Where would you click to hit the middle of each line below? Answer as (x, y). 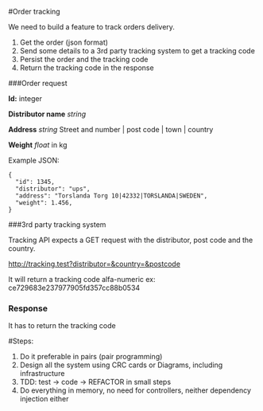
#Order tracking (35, 12)
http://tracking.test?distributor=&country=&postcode (95, 264)
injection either (44, 399)
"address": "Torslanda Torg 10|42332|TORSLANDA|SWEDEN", (112, 196)
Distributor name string (47, 114)
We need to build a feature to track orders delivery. (91, 27)
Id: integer (25, 98)
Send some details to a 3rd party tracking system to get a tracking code (137, 51)
